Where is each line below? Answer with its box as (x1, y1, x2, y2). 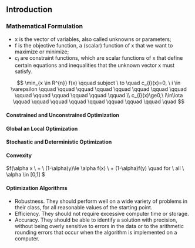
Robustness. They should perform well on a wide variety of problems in (14, 198, 188, 205)
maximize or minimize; (14, 48, 69, 55)
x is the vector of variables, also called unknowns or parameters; (14, 35, 172, 43)
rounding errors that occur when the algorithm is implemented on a (14, 229, 177, 236)
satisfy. (14, 68, 32, 75)
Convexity (6, 152, 32, 159)
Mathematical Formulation (6, 22, 83, 30)
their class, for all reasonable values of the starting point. (14, 203, 153, 210)
